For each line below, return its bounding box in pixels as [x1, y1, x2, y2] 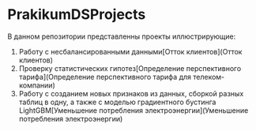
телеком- [192, 72, 225, 81]
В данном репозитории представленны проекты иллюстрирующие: [7, 32, 236, 41]
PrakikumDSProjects [7, 6, 146, 24]
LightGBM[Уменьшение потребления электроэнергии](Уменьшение [18, 105, 249, 115]
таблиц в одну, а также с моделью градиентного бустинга [18, 97, 216, 107]
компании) [18, 80, 56, 90]
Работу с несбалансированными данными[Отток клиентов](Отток [18, 47, 243, 56]
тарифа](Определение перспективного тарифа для [18, 72, 191, 81]
